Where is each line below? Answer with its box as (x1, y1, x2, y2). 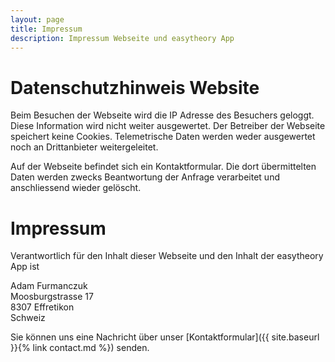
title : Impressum (10, 24, 83, 34)
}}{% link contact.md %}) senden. (10, 342, 150, 354)
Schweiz (10, 312, 46, 324)
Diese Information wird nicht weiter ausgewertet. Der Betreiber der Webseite (10, 120, 326, 132)
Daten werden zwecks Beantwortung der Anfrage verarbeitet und (10, 171, 280, 183)
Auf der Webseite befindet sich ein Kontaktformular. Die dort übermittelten (10, 161, 317, 173)
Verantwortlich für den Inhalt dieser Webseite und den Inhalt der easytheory (10, 250, 324, 262)
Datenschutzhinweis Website (10, 76, 260, 99)
